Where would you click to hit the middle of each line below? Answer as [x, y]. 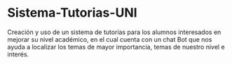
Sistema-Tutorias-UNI [73, 13]
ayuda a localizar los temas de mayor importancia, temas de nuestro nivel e [116, 47]
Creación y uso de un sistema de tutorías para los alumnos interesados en [114, 32]
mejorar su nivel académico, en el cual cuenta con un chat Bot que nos [110, 39]
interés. [18, 54]
